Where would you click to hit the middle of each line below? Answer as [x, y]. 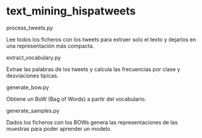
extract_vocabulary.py [34, 57]
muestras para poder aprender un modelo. [59, 128]
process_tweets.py [30, 28]
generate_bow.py [28, 87]
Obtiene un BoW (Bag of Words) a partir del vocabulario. [76, 99]
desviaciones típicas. [33, 75]
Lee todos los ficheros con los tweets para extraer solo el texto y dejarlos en [101, 39]
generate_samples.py [33, 110]
